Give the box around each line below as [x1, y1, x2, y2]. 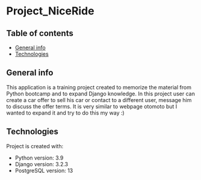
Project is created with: [6, 142, 64, 149]
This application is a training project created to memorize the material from [6, 83, 191, 91]
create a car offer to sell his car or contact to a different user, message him [6, 96, 192, 103]
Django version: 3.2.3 [14, 160, 68, 167]
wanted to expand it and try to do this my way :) [6, 109, 125, 116]
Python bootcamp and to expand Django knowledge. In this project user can [6, 90, 196, 97]
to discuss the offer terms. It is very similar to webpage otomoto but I [6, 103, 178, 110]
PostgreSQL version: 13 [14, 167, 73, 174]
